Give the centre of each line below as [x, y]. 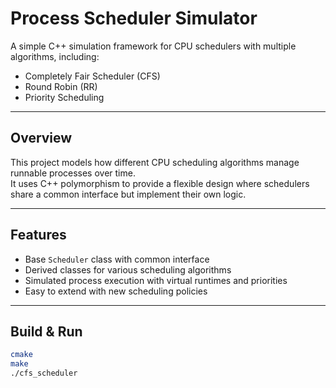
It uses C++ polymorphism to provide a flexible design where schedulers [160, 183]
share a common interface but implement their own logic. [128, 194]
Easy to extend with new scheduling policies [116, 291]
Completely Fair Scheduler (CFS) [92, 76]
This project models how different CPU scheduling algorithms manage [155, 162]
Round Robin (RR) [61, 86]
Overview [41, 138]
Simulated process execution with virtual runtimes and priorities [156, 280]
